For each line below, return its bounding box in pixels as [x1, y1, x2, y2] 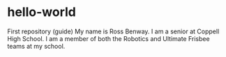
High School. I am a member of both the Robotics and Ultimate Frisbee [7, 34, 211, 42]
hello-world [7, 4, 77, 20]
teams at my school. [7, 42, 66, 50]
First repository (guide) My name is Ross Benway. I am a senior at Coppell [7, 27, 220, 35]
